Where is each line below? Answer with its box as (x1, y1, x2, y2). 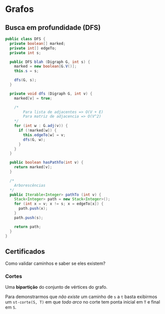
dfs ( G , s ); (14, 78, 37, 83)
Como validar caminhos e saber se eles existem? (5, 260, 106, 267)
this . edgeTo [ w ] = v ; (23, 132, 66, 137)
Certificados (5, 247, 45, 256)
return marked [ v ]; (14, 165, 52, 170)
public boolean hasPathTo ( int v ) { (9, 160, 84, 165)
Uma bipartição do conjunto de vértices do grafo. (5, 284, 108, 290)
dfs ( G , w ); (23, 137, 46, 142)
